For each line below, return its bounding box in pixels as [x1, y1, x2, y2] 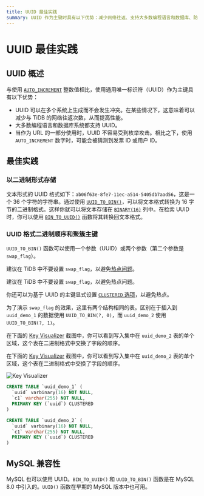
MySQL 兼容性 [6, 458, 61, 469]
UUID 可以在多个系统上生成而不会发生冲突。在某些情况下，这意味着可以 [15, 106, 195, 113]
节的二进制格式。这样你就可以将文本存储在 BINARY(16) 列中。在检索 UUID [6, 206, 190, 213]
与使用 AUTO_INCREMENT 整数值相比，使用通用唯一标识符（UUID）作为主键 [6, 85, 188, 93]
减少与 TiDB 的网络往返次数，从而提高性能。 [15, 113, 126, 121]
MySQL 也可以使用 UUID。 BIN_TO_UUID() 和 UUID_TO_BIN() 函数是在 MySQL [6, 475, 194, 483]
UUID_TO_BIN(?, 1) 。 [6, 319, 58, 326]
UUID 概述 [6, 69, 44, 79]
